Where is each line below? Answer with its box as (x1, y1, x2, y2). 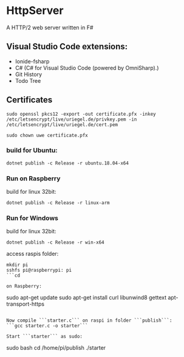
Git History (15, 71, 43, 78)
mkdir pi (6, 262, 29, 268)
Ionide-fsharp (15, 57, 50, 65)
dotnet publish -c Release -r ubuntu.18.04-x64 (6, 160, 129, 166)
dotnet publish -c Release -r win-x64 (6, 239, 104, 246)
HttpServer (6, 4, 64, 18)
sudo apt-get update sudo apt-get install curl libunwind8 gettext (6, 294, 167, 302)
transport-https (6, 300, 44, 308)
